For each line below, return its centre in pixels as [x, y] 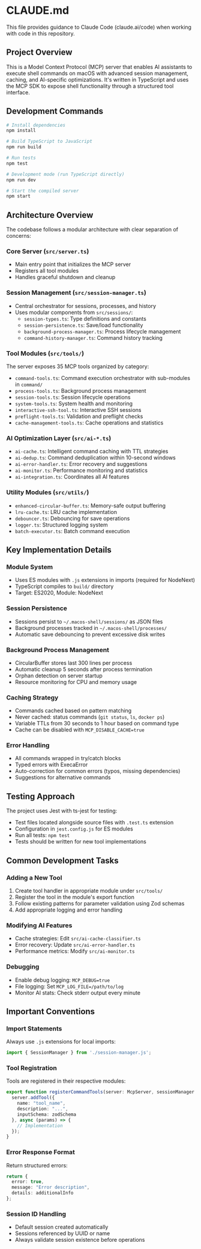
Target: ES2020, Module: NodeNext [59, 593]
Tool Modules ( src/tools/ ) [45, 353]
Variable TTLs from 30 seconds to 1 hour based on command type [97, 724]
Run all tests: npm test [42, 835]
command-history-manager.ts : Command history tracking [93, 337]
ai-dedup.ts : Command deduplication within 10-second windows [95, 458]
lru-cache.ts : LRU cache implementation [66, 512]
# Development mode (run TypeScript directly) [65, 174]
